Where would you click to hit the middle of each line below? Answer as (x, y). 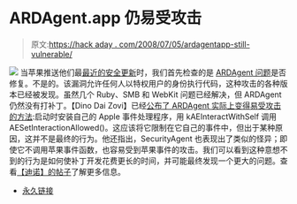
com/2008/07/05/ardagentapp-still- (184, 44)
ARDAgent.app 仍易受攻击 (106, 18)
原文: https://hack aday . (74, 44)
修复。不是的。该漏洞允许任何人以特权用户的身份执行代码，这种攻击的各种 (145, 83)
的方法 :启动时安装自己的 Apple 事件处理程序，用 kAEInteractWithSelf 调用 (143, 117)
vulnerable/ (52, 54)
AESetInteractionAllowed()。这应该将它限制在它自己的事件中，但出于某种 (142, 127)
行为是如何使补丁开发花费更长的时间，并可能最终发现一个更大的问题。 (152, 161)
